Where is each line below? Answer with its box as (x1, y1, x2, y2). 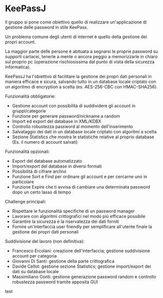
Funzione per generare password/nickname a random (12, 113, 120, 119)
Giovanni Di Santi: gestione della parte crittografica (12, 258, 115, 264)
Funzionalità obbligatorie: (5, 93, 56, 99)
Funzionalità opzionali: (5, 149, 50, 154)
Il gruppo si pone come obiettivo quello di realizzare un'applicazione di (5, 19, 147, 25)
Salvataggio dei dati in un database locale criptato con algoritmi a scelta (12, 128, 157, 134)
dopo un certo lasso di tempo (12, 189, 72, 195)
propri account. (5, 39, 36, 44)
